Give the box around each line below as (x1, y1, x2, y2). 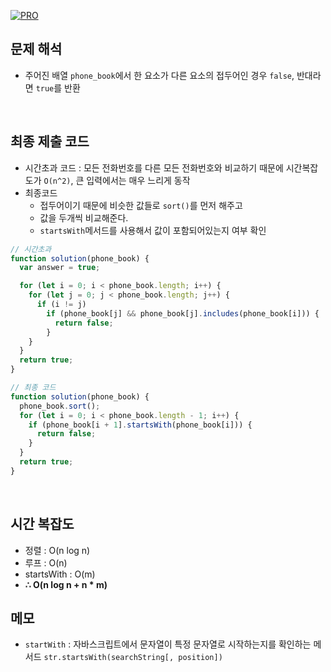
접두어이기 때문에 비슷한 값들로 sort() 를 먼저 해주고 (39, 199, 243, 211)
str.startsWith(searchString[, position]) (43, 653, 223, 663)
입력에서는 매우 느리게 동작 (86, 174, 191, 186)
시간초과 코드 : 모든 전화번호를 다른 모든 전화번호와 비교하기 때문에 (24, 161, 284, 174)
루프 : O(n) (24, 556, 68, 569)
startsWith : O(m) (24, 568, 96, 580)
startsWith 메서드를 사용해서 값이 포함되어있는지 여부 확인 (39, 224, 267, 236)
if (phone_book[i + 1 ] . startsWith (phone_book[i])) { (28, 420, 253, 430)
